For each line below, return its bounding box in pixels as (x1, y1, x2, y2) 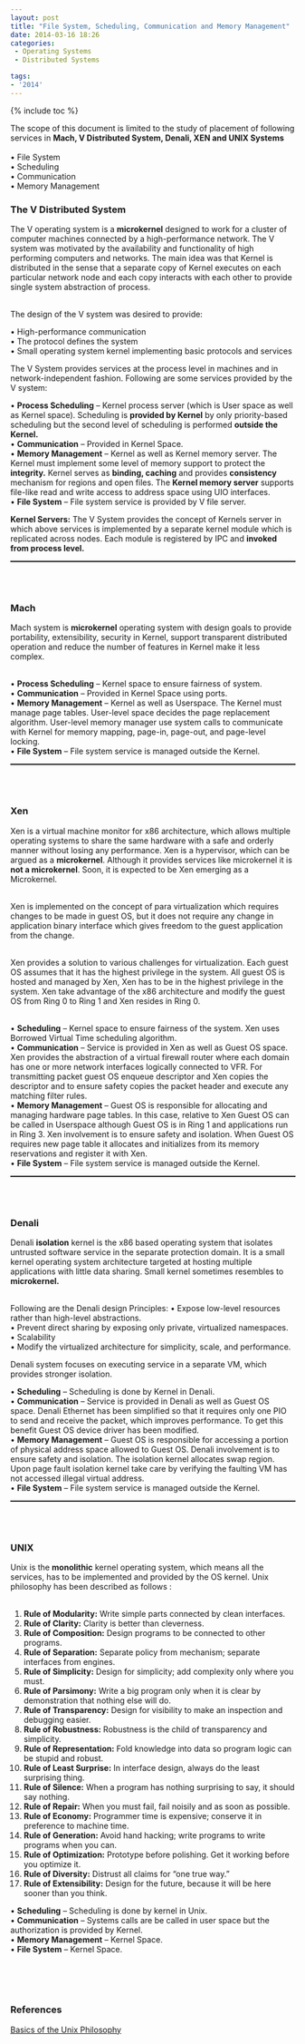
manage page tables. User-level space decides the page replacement (10, 707, 271, 718)
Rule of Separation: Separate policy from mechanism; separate (23, 1647, 261, 1658)
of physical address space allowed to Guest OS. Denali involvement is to (10, 1444, 280, 1455)
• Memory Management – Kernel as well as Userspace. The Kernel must (10, 697, 282, 708)
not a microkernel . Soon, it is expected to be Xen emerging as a (10, 863, 250, 875)
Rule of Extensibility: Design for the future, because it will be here (23, 1878, 272, 1889)
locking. (10, 736, 40, 747)
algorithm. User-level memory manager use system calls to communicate (10, 717, 283, 728)
